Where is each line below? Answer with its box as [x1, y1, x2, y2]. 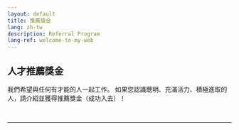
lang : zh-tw [7, 23, 43, 31]
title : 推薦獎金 [7, 17, 51, 24]
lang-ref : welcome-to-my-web [7, 37, 94, 44]
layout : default [7, 10, 55, 18]
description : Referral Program [7, 30, 100, 38]
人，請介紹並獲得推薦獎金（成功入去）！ [7, 94, 126, 102]
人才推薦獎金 [7, 65, 64, 77]
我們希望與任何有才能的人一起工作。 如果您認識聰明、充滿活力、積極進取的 [7, 85, 228, 93]
